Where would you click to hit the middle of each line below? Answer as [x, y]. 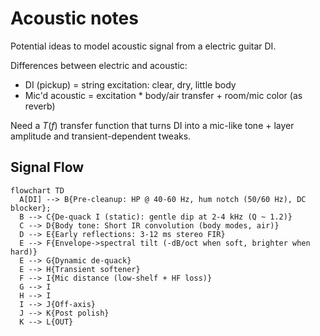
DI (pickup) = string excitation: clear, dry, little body [130, 84]
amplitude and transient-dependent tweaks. [101, 136]
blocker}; [31, 208]
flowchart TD [37, 190]
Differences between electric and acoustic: [99, 65]
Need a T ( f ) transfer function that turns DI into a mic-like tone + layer [152, 125]
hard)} [24, 252]
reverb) [40, 106]
